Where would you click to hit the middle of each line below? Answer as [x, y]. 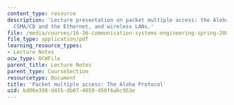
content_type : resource [42, 13]
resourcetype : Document [42, 78]
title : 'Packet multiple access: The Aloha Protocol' [87, 84]
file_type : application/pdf [48, 39]
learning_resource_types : [45, 46]
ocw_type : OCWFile [34, 59]
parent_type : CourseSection [48, 71]
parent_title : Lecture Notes [49, 65]
